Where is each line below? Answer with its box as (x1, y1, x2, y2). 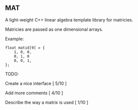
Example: (5, 36, 24, 42)
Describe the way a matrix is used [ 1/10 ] (5, 99, 88, 105)
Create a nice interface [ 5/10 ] (5, 80, 67, 86)
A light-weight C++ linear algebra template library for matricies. (5, 17, 134, 22)
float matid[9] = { (5, 45, 45, 50)
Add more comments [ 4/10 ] (5, 90, 63, 96)
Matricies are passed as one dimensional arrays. (5, 26, 103, 32)
